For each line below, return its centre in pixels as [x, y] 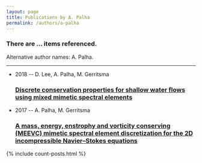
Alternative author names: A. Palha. [50, 57]
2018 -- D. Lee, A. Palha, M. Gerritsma [62, 74]
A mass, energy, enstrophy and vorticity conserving [93, 125]
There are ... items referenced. [52, 44]
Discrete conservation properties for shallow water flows [100, 89]
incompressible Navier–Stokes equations [76, 140]
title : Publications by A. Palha [48, 17]
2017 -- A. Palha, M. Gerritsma [52, 110]
